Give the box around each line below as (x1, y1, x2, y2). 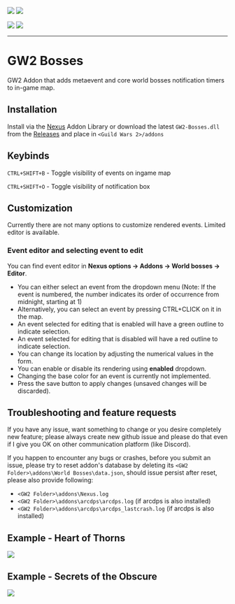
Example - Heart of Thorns (7, 532, 126, 544)
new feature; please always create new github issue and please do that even (7, 433, 228, 441)
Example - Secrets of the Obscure (7, 570, 157, 582)
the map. (17, 312, 43, 321)
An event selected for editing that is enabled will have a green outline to (17, 319, 224, 328)
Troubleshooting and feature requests (7, 407, 177, 419)
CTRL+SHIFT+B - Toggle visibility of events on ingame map (7, 168, 171, 177)
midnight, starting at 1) (17, 297, 83, 305)
